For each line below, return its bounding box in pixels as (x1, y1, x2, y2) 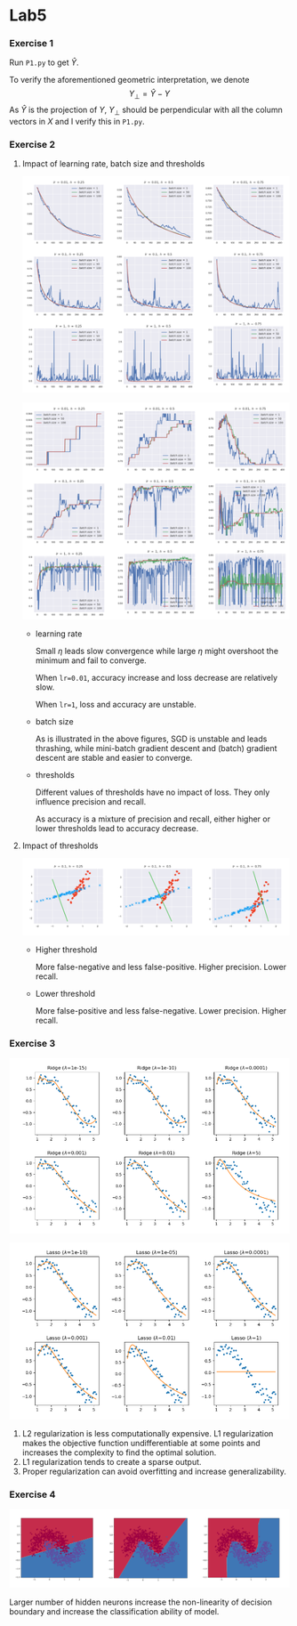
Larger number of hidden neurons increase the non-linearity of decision (9, 1597, 273, 1607)
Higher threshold (35, 944, 98, 955)
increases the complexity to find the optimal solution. (21, 1447, 217, 1458)
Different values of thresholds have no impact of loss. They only (35, 787, 270, 797)
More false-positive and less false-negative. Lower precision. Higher (35, 1006, 287, 1016)
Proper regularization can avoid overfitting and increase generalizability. (21, 1466, 286, 1477)
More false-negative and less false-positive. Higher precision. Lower (35, 962, 287, 973)
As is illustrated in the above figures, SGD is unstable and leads (35, 733, 268, 744)
